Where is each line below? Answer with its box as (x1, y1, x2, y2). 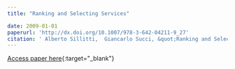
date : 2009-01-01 (7, 22, 58, 30)
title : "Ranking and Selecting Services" (7, 10, 130, 17)
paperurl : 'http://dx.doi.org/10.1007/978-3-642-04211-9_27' (7, 29, 190, 36)
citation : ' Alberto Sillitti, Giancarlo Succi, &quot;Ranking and (7, 35, 211, 42)
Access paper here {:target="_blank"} (7, 55, 115, 63)
